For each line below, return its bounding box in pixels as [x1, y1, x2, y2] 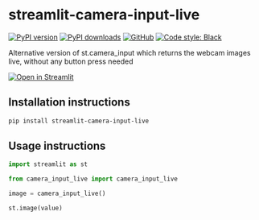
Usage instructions [8, 139, 106, 153]
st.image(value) [8, 204, 63, 213]
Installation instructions [8, 95, 130, 110]
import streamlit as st [8, 160, 88, 168]
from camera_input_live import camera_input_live [8, 175, 179, 183]
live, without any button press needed [8, 56, 134, 66]
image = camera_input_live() [8, 189, 106, 198]
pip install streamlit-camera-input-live [8, 117, 150, 125]
